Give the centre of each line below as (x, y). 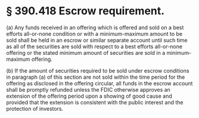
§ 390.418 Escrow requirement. (85, 11)
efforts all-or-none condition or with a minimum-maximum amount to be (94, 33)
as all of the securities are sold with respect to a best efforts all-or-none (94, 46)
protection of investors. (35, 108)
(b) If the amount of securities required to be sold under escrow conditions (98, 70)
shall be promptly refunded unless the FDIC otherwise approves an (88, 89)
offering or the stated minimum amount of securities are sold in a (86, 52)
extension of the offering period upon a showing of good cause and (89, 96)
